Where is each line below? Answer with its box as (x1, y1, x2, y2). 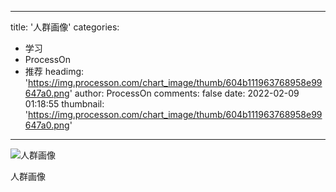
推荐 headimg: (24, 66, 85, 77)
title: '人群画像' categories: (10, 21, 120, 33)
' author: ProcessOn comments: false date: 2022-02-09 (69, 87, 300, 99)
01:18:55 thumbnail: (24, 98, 105, 110)
